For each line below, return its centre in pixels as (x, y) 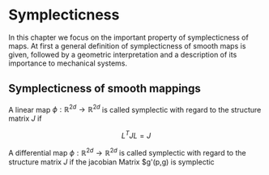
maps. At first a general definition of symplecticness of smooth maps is (127, 45)
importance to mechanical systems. (68, 63)
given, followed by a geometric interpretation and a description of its (123, 54)
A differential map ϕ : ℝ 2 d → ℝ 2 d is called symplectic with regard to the (127, 152)
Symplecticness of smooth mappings (105, 89)
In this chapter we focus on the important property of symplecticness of (128, 37)
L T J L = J (136, 135)
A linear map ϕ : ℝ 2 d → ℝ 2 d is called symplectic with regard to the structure (135, 109)
